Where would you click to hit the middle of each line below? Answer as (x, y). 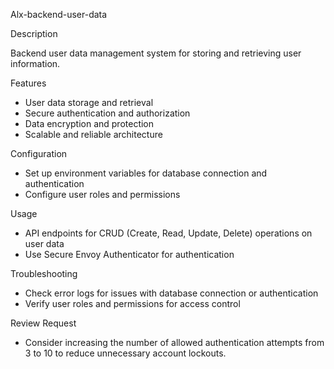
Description (34, 33)
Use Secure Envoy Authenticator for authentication (129, 254)
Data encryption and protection (89, 123)
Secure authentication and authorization (107, 113)
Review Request (43, 323)
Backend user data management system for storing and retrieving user (156, 53)
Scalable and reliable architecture (93, 134)
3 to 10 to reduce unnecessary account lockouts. (125, 353)
